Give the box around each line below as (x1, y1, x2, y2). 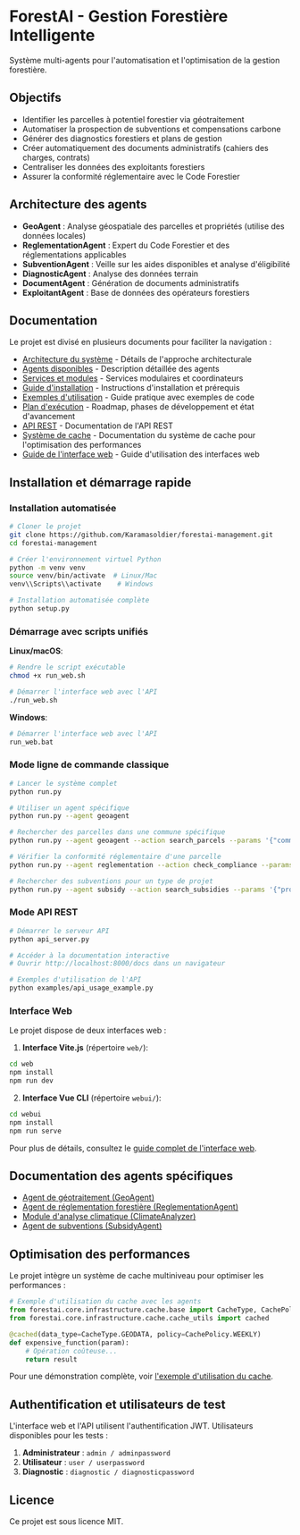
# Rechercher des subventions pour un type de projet (9, 876, 214, 886)
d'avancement (21, 411, 76, 422)
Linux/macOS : (9, 645, 63, 656)
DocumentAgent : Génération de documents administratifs (21, 277, 239, 288)
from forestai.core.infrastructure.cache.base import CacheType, (9, 1305, 257, 1315)
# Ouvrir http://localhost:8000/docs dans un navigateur (9, 959, 226, 968)
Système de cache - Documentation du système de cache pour (21, 430, 256, 441)
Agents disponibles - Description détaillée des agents (21, 364, 221, 375)
